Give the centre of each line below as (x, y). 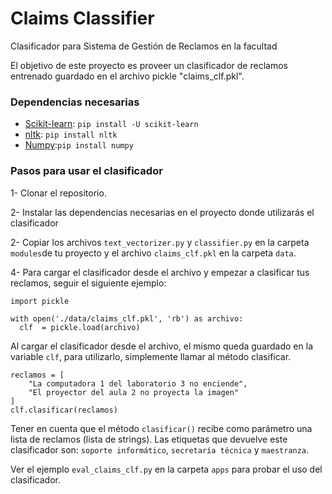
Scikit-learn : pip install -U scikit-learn (111, 124)
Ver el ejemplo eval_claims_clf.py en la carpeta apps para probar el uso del (166, 469)
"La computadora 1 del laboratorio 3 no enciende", (138, 383)
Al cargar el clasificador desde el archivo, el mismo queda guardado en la (161, 346)
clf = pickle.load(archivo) (80, 327)
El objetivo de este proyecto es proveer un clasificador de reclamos (149, 65)
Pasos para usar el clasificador (86, 171)
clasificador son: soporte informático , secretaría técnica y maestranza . (160, 449)
